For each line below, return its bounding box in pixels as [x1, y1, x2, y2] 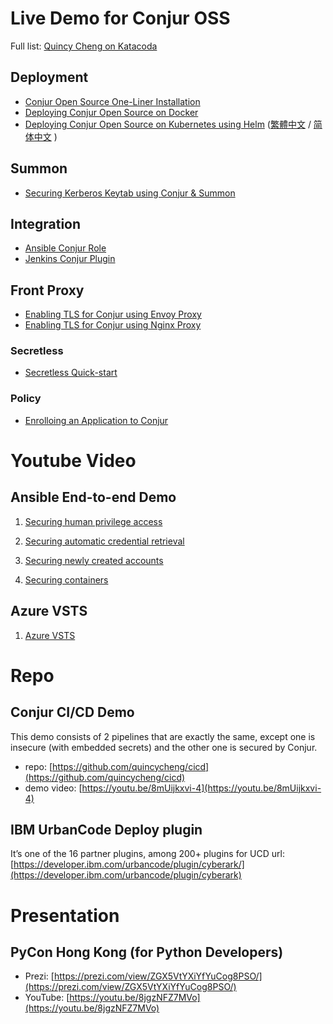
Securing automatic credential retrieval [24, 535, 185, 547]
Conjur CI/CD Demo [10, 704, 135, 721]
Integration [10, 215, 82, 232]
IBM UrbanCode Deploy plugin [10, 821, 203, 838]
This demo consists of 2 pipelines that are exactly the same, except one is [10, 730, 316, 742]
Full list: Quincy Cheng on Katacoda [10, 40, 158, 52]
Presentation [10, 904, 120, 927]
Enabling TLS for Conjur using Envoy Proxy [24, 308, 202, 321]
